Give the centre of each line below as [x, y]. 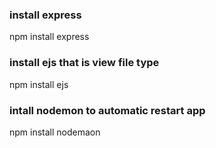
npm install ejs [39, 84]
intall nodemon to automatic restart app [107, 110]
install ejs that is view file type [84, 63]
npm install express [49, 37]
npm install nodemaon [55, 132]
